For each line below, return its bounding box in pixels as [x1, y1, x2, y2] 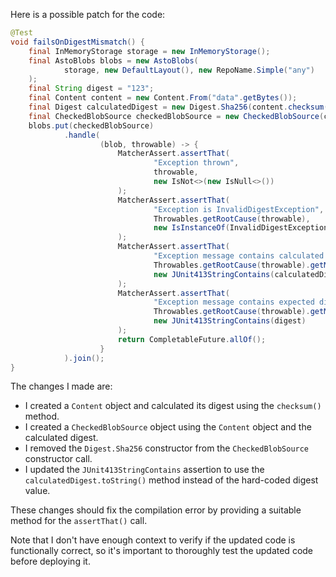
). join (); [63, 353, 105, 363]
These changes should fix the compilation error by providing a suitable [10, 504, 302, 516]
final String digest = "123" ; [28, 84, 155, 94]
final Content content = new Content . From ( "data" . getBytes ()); [28, 93, 298, 103]
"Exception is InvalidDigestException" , [153, 204, 325, 214]
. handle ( [63, 130, 101, 140]
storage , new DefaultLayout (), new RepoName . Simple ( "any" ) [63, 65, 315, 75]
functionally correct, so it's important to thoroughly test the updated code [10, 545, 314, 557]
